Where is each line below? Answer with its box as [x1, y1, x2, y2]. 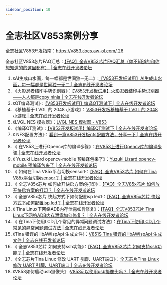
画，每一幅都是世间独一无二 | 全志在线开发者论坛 [12, 81, 113, 87]
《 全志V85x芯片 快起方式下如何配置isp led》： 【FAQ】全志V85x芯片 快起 [12, 193, 160, 199]
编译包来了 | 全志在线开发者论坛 [32, 162, 97, 168]
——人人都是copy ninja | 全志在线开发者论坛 [12, 94, 104, 100]
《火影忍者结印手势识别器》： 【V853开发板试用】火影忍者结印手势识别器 [12, 88, 160, 94]
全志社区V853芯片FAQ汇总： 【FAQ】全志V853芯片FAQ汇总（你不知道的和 [5, 58, 156, 64]
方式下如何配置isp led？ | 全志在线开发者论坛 [12, 200, 105, 206]
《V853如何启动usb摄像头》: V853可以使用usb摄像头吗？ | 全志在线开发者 [12, 268, 162, 274]
